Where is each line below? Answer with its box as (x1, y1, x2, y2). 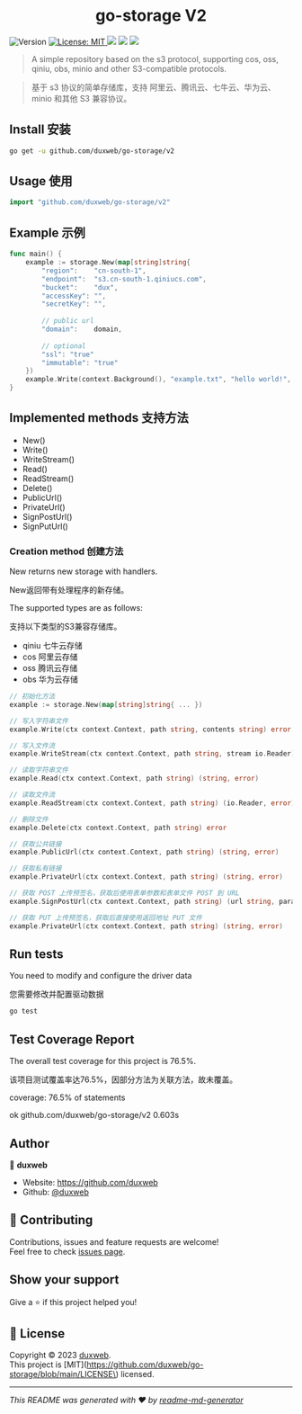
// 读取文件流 (9, 791, 56, 800)
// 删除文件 (9, 815, 49, 824)
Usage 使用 (9, 174, 74, 189)
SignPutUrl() (22, 521, 69, 532)
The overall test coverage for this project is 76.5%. (9, 1056, 196, 1067)
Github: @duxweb (22, 1186, 90, 1197)
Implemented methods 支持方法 (9, 410, 189, 425)
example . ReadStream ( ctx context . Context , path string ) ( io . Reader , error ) (9, 798, 296, 808)
